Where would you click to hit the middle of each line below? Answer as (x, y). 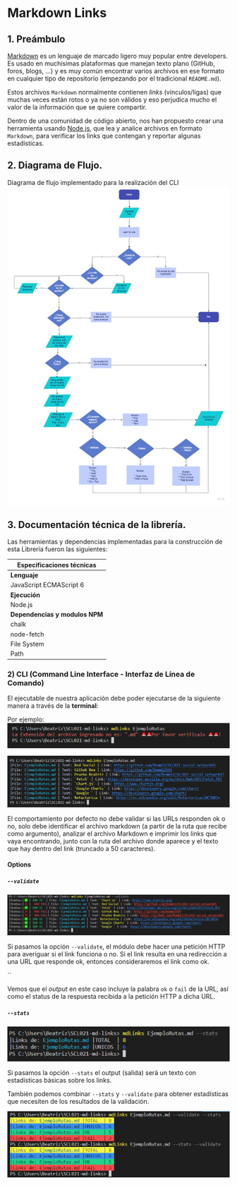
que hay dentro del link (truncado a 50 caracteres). (81, 848)
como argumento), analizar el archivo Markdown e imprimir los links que (112, 834)
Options (19, 865)
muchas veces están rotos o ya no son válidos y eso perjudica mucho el (112, 100)
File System (27, 644)
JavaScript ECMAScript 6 (47, 585)
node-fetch (27, 634)
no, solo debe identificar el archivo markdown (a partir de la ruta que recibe (117, 826)
